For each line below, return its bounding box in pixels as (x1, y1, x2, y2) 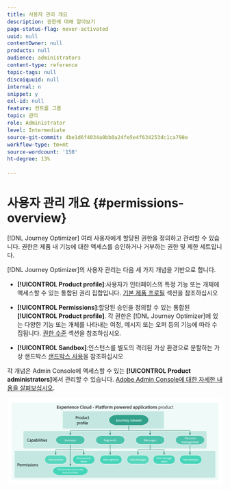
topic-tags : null (7, 69, 57, 75)
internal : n (7, 83, 41, 90)
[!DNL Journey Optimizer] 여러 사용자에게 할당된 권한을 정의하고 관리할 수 (7, 234, 207, 242)
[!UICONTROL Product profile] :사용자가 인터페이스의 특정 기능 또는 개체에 (16, 280, 220, 288)
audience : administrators (7, 55, 81, 62)
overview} (7, 210, 67, 226)
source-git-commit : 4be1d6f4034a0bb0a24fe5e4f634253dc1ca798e (7, 134, 188, 140)
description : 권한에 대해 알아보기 (7, 18, 96, 25)
